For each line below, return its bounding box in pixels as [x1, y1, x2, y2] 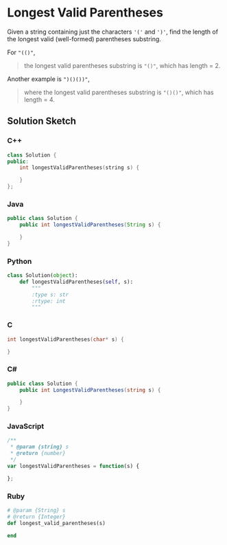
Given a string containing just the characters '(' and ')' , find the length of [7, 27, 218, 36]
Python [7, 256, 32, 266]
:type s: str [32, 291, 69, 298]
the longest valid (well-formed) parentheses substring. [7, 34, 161, 43]
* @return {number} [10, 450, 67, 457]
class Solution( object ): [7, 272, 78, 279]
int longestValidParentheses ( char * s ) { [7, 335, 125, 343]
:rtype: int [32, 298, 67, 304]
